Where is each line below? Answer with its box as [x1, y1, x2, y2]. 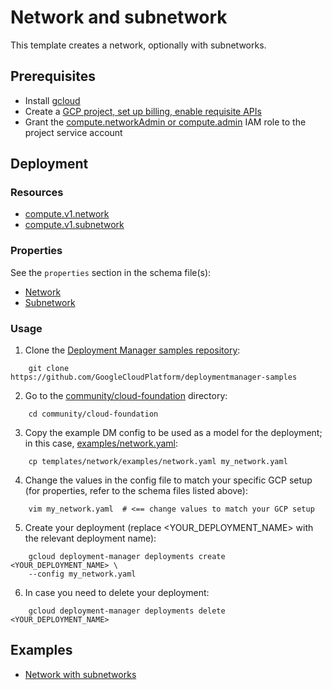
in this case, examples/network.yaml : [24, 437, 179, 450]
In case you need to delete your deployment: [24, 587, 210, 599]
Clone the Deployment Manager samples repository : [24, 344, 241, 356]
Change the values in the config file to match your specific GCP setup [24, 474, 313, 486]
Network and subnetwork [10, 6, 228, 29]
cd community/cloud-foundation [28, 409, 159, 420]
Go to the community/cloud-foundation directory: [24, 390, 228, 402]
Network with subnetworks [24, 668, 137, 680]
